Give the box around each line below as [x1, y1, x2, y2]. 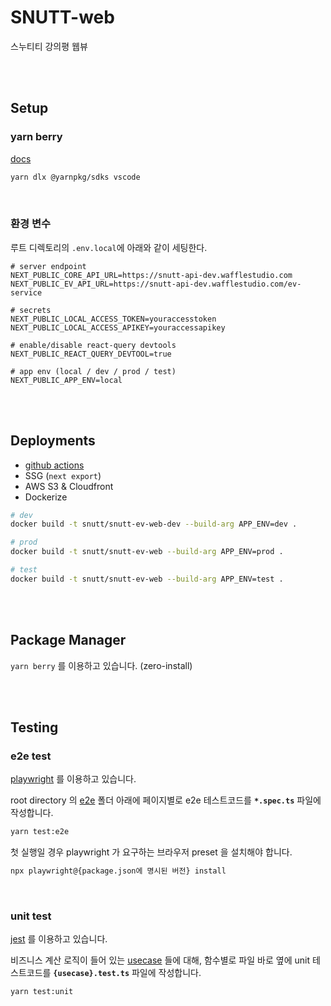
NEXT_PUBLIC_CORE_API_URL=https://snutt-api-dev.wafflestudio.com [10, 270, 293, 280]
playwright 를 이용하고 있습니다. [10, 773, 137, 785]
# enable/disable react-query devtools [10, 340, 177, 350]
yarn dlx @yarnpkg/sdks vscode [10, 172, 141, 182]
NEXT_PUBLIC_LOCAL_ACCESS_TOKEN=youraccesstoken [10, 314, 217, 324]
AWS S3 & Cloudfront [24, 480, 114, 492]
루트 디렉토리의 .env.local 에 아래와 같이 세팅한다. [10, 241, 208, 253]
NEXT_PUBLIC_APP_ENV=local [10, 375, 123, 385]
